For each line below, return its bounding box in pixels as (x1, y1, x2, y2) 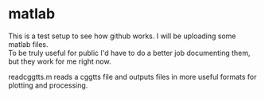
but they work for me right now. (8, 57, 111, 66)
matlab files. (8, 39, 49, 49)
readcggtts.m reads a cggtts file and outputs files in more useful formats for (8, 72, 257, 81)
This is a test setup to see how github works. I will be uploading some (8, 31, 236, 41)
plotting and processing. (8, 80, 88, 90)
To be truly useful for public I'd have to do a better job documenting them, (8, 48, 251, 57)
